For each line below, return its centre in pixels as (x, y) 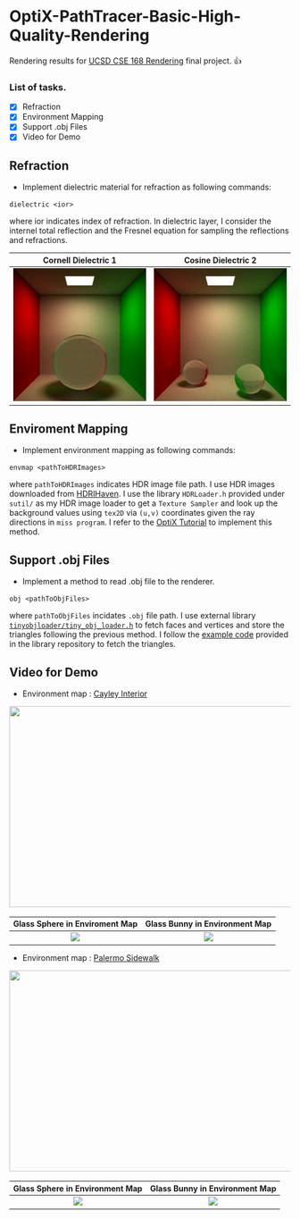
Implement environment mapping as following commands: (129, 450)
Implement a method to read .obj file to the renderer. (118, 582)
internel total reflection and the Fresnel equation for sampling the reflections (149, 231)
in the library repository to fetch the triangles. (92, 644)
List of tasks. (38, 87)
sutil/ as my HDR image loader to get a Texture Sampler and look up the (144, 503)
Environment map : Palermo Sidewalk (91, 958)
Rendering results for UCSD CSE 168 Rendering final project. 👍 (126, 61)
